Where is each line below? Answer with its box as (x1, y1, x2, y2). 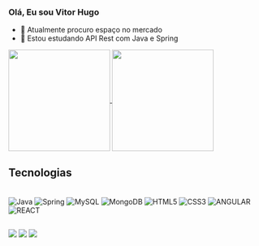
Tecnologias (8, 166, 72, 179)
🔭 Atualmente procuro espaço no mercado (19, 25, 162, 35)
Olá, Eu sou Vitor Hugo (8, 6, 100, 18)
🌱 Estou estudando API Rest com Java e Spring (19, 33, 179, 43)
